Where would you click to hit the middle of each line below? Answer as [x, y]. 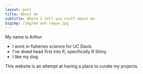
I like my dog [25, 57]
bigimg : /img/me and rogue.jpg [37, 23]
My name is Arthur [24, 37]
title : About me [21, 14]
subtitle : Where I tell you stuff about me [50, 18]
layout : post [18, 9]
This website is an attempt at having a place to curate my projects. [72, 66]
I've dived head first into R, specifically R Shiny [59, 52]
